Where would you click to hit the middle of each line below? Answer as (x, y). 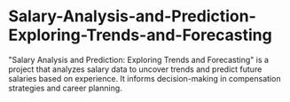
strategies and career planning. (66, 88)
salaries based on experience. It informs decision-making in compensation (145, 78)
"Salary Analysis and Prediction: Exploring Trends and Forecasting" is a (139, 59)
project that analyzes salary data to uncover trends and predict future (135, 69)
